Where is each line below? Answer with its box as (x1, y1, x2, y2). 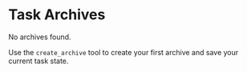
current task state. (8, 56, 69, 66)
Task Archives (8, 6, 106, 24)
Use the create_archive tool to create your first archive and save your (8, 47, 239, 57)
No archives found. (8, 32, 71, 42)
